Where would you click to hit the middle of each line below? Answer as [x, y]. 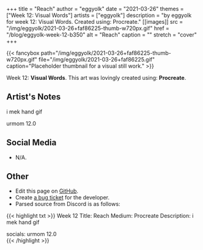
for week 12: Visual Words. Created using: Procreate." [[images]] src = [95, 22]
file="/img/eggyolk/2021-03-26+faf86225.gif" [97, 59]
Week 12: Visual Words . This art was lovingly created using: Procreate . [96, 78]
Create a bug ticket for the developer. [62, 198]
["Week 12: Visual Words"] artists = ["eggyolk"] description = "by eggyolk [99, 15]
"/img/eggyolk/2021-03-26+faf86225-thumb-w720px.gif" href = [88, 28]
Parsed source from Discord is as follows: [68, 204]
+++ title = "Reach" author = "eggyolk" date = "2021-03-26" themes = [95, 9]
